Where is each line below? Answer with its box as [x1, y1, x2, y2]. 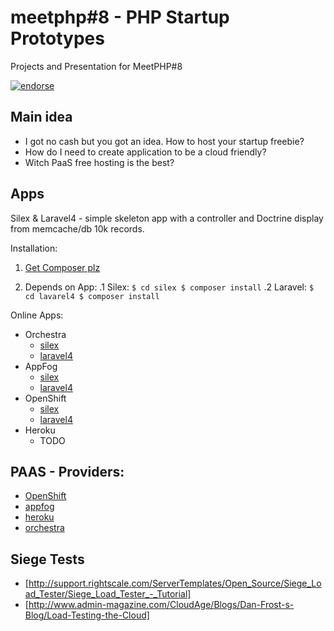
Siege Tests [10, 551, 85, 568]
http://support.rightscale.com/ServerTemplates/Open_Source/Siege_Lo [28, 577, 322, 590]
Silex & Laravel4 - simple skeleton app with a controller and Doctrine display [10, 212, 324, 224]
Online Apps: [10, 309, 64, 321]
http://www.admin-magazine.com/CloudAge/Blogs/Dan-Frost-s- [28, 599, 295, 611]
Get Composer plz [24, 261, 101, 273]
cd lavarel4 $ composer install [24, 291, 160, 301]
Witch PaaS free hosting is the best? [24, 156, 175, 168]
